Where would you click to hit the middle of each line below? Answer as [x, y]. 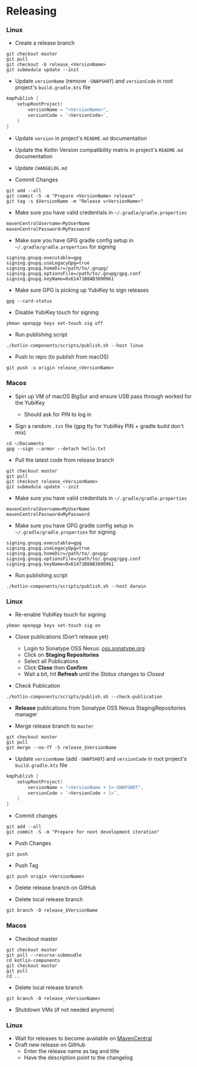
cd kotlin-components [33, 960]
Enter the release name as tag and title [71, 1051]
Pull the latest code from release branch [64, 460]
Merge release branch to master [54, 726]
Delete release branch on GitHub [55, 888]
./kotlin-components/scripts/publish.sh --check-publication [84, 697]
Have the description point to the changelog [78, 1057]
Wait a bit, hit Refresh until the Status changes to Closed [94, 674]
